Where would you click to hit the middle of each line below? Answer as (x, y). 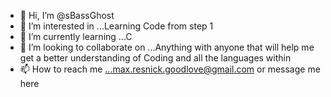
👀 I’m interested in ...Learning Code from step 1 (116, 26)
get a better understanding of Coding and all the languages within (155, 58)
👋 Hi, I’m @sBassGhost (67, 15)
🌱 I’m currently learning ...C (76, 36)
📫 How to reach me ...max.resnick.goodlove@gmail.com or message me (170, 69)
